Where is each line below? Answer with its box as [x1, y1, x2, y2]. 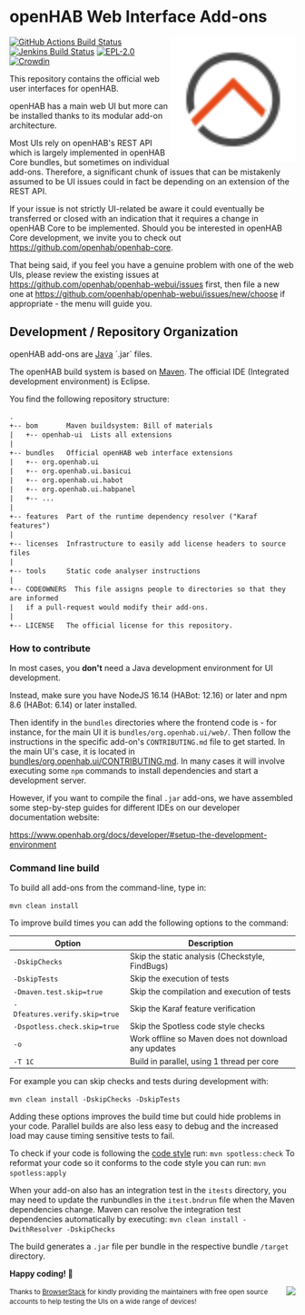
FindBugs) [130, 961, 169, 972]
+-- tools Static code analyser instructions [9, 566, 202, 576]
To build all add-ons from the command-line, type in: [9, 883, 207, 894]
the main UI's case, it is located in [9, 746, 136, 757]
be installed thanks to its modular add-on [9, 110, 163, 121]
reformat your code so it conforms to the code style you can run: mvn [9, 1158, 266, 1169]
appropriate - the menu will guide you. [9, 298, 152, 309]
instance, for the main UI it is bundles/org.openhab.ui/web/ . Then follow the [9, 727, 291, 737]
